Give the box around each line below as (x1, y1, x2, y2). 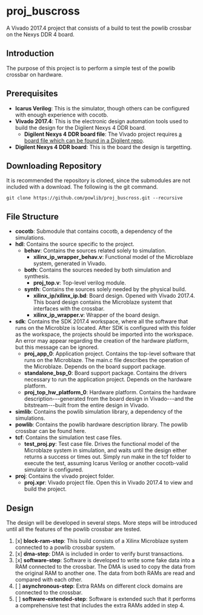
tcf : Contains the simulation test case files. (15, 434, 122, 441)
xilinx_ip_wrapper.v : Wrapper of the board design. (33, 311, 161, 319)
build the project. (24, 485, 67, 492)
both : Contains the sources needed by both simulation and (24, 266, 171, 274)
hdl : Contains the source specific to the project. (15, 241, 135, 248)
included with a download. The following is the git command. (6, 183, 158, 190)
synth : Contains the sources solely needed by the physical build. (24, 286, 187, 293)
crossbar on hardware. (6, 71, 63, 78)
